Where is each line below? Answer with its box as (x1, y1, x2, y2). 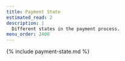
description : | (6, 20, 45, 26)
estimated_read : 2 (6, 14, 53, 21)
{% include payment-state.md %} (6, 48, 90, 55)
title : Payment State (6, 8, 61, 15)
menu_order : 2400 (6, 31, 50, 37)
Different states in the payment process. (11, 25, 120, 32)
